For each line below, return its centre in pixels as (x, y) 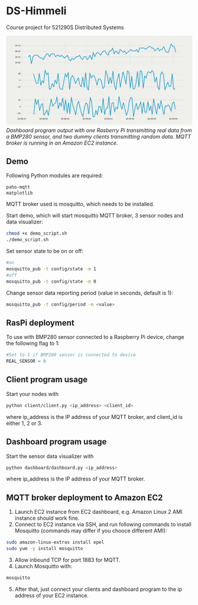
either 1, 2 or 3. (24, 423)
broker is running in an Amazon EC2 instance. (62, 143)
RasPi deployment (40, 323)
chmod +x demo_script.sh (37, 233)
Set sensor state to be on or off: (45, 251)
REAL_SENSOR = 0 (26, 361)
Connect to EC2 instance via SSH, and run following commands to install (103, 524)
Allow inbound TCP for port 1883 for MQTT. (68, 560)
